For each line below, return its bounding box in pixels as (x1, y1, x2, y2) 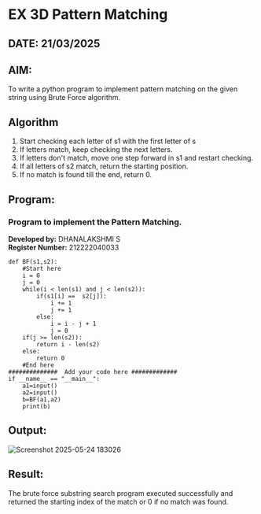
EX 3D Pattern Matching (8, 6, 168, 24)
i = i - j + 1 (50, 320, 97, 327)
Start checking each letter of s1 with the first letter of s (19, 136, 197, 146)
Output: (8, 423, 47, 438)
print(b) (22, 402, 51, 410)
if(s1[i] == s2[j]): (36, 292, 108, 300)
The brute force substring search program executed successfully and (8, 488, 233, 497)
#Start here (22, 264, 61, 272)
